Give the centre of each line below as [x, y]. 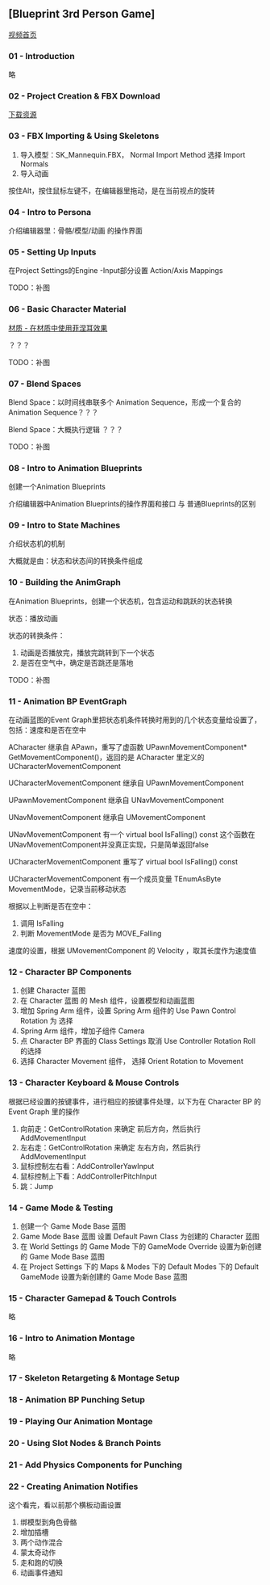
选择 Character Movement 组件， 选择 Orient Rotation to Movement [131, 1062]
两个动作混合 [41, 1542]
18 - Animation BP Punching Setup [77, 1400]
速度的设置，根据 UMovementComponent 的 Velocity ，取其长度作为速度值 [133, 951]
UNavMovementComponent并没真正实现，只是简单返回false [109, 845]
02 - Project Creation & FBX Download [84, 96]
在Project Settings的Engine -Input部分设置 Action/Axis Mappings [116, 271]
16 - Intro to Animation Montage [72, 1339]
